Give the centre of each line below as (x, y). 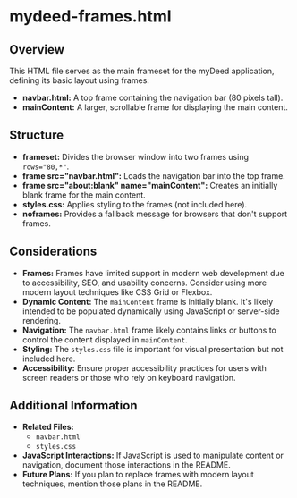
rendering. (41, 320)
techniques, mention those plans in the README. (112, 484)
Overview (37, 50)
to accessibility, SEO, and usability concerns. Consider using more (144, 283)
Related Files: (48, 427)
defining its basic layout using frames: (80, 80)
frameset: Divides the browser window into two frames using (135, 156)
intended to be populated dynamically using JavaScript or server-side (151, 311)
